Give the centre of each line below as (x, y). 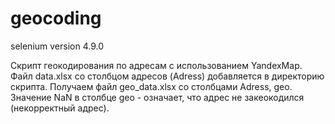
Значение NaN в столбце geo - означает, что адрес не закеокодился (157, 97)
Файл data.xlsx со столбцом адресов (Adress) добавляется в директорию (167, 76)
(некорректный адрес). (60, 108)
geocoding (56, 18)
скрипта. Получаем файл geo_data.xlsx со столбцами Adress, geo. (151, 86)
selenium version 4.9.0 (57, 46)
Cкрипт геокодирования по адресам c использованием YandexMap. (156, 65)
